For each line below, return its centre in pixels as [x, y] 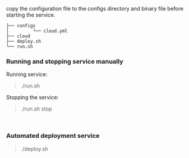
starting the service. [31, 15]
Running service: [27, 74]
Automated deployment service [53, 136]
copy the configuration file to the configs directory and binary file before [95, 9]
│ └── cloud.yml [37, 31]
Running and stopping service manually [65, 61]
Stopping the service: [32, 97]
